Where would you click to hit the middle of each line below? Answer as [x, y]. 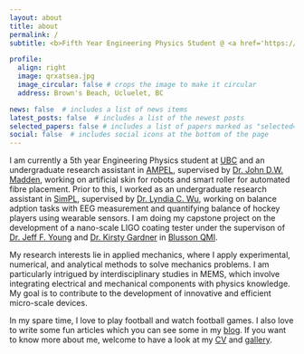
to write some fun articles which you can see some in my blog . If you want [148, 330]
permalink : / [34, 34]
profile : [26, 60]
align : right [42, 68]
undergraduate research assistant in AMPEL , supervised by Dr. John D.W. [146, 170]
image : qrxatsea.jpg [56, 77]
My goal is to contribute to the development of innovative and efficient [140, 293]
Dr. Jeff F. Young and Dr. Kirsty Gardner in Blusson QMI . [114, 237]
